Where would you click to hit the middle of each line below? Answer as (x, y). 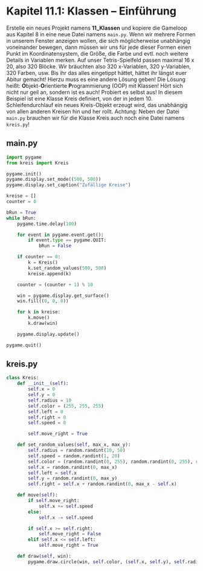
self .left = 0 (46, 412)
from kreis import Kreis (37, 163)
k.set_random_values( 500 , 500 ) (67, 268)
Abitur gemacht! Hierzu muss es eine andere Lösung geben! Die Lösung (96, 79)
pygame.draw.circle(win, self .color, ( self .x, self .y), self (107, 562)
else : (35, 512)
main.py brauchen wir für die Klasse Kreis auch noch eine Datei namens (95, 118)
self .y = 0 (42, 395)
